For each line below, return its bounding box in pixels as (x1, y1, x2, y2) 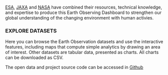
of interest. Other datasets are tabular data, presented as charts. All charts (5, 49, 159, 55)
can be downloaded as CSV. (5, 54, 64, 60)
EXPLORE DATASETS (5, 27, 57, 34)
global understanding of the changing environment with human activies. (5, 15, 154, 20)
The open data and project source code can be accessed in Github (5, 64, 144, 70)
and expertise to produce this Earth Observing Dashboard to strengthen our (5, 9, 162, 15)
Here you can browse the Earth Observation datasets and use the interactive (5, 38, 163, 44)
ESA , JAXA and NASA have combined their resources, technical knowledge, (5, 4, 162, 10)
